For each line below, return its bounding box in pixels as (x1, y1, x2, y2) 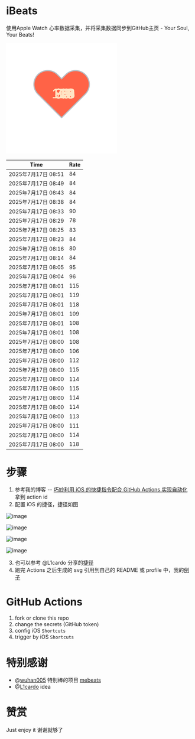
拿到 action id (14, 493, 48, 500)
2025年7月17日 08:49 (8, 180, 64, 187)
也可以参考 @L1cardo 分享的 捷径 (14, 559, 94, 567)
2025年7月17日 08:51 (8, 170, 64, 178)
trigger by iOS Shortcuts (14, 633, 74, 640)
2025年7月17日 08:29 (8, 217, 64, 224)
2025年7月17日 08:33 (8, 208, 64, 215)
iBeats (6, 4, 38, 18)
